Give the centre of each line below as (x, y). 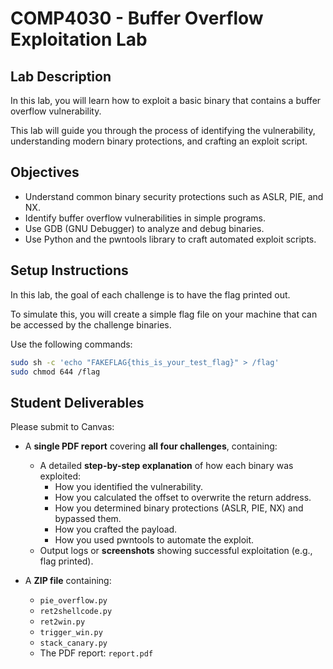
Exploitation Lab (79, 39)
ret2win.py (62, 622)
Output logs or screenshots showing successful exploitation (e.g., (176, 551)
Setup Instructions (69, 270)
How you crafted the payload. (116, 529)
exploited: (60, 476)
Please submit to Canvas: (62, 427)
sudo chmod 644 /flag (55, 372)
